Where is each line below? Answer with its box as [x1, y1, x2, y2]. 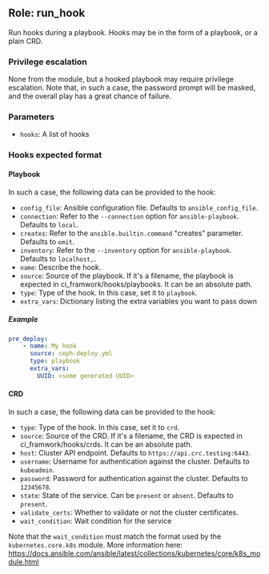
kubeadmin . [19, 464, 55, 475]
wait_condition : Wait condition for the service [19, 516, 172, 525]
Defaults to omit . [19, 236, 74, 247]
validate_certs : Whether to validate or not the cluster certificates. [19, 508, 239, 517]
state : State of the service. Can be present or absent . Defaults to [19, 490, 234, 500]
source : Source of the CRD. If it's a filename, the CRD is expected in [19, 431, 243, 440]
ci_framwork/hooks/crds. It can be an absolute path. [19, 440, 193, 449]
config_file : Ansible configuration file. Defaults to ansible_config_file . [19, 203, 259, 212]
